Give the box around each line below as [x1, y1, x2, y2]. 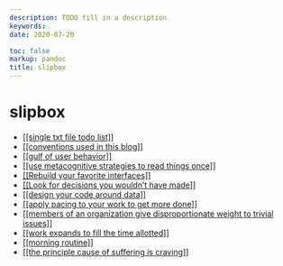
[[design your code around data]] [22, 188, 147, 199]
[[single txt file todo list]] [22, 132, 114, 142]
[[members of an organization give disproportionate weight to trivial [22, 208, 274, 219]
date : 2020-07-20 [9, 30, 75, 39]
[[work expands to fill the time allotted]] [22, 227, 169, 238]
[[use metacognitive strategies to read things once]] [22, 160, 216, 171]
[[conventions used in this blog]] [22, 141, 143, 151]
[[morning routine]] [22, 236, 94, 248]
